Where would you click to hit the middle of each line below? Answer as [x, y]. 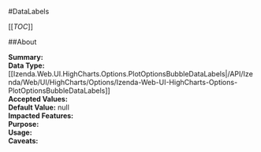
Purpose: [24, 124]
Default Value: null [39, 107]
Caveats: [23, 141]
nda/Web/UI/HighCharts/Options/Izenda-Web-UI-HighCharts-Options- [123, 82]
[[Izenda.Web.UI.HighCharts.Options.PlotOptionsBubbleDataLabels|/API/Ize [131, 74]
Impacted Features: [41, 116]
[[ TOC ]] [21, 26]
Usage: [21, 132]
